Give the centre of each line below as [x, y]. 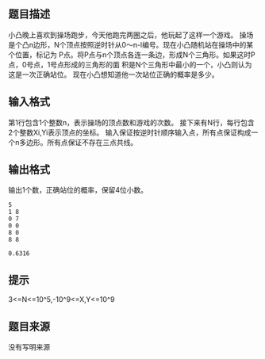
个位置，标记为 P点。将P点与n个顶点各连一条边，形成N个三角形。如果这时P [132, 55]
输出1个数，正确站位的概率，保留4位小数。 [78, 190]
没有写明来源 [29, 347]
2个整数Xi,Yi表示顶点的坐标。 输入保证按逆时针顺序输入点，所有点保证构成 [130, 132]
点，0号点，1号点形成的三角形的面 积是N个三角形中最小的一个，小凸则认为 [130, 64]
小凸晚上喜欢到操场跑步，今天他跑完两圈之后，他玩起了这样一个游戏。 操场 [131, 35]
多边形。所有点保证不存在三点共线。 [79, 142]
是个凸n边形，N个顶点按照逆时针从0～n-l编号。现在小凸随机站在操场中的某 [131, 44]
